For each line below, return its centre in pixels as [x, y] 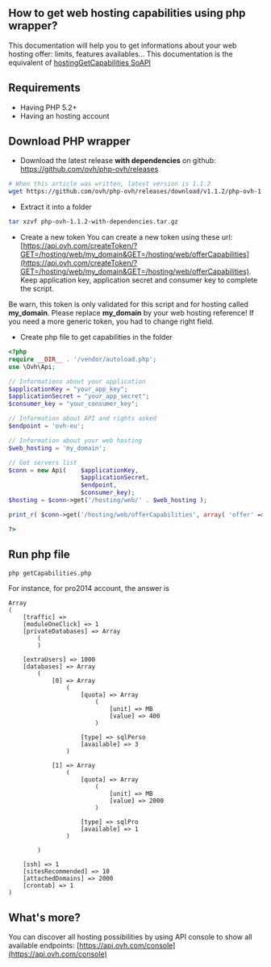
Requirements [44, 88]
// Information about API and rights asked [83, 419]
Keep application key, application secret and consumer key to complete [139, 280]
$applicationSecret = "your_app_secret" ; [79, 396]
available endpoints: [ [44, 946]
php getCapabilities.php [50, 573]
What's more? [44, 917]
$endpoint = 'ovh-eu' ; [46, 426]
